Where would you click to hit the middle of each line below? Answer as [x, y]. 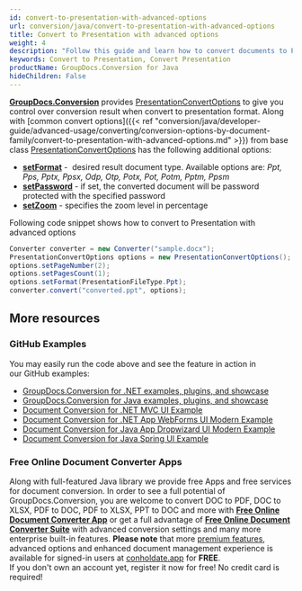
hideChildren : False [48, 76]
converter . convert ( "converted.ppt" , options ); [98, 291]
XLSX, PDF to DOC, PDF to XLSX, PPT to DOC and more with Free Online [145, 510]
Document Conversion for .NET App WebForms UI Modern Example [147, 419]
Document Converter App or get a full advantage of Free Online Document [150, 519]
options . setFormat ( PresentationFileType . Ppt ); [98, 282]
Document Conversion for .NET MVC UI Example [112, 409]
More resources [55, 319]
